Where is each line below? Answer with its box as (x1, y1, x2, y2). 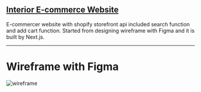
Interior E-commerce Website (6, 5, 119, 15)
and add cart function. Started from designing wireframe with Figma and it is (6, 27, 195, 34)
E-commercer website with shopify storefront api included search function (6, 20, 190, 27)
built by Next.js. (6, 33, 45, 41)
